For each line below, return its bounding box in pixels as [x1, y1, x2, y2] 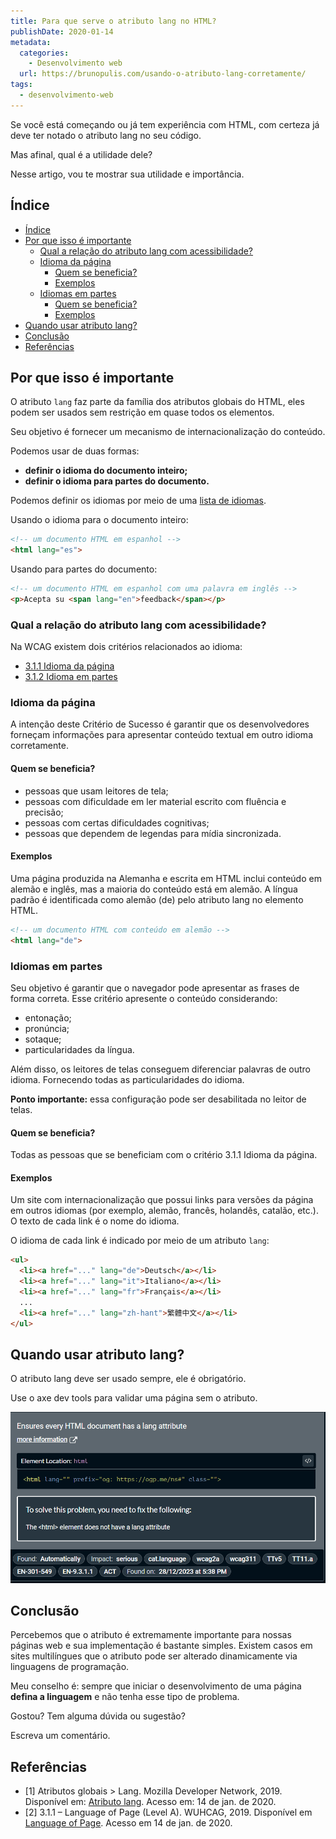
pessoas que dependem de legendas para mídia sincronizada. [24, 827, 282, 839]
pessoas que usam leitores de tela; [24, 785, 169, 797]
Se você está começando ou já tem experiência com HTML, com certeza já [10, 118, 320, 130]
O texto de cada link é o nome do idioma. [10, 1215, 180, 1227]
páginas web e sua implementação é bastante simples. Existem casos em [10, 1640, 313, 1652]
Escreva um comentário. [10, 1730, 111, 1742]
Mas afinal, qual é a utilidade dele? [10, 148, 153, 160]
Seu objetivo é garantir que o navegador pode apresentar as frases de [10, 981, 300, 994]
